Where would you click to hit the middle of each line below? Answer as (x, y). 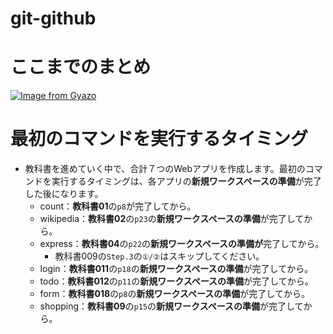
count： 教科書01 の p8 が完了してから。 (118, 206)
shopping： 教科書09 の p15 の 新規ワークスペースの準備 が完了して (171, 306)
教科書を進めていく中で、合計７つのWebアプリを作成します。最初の (165, 169)
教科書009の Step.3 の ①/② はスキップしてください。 (159, 256)
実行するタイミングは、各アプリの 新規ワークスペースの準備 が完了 (186, 181)
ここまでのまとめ (81, 67)
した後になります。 (64, 194)
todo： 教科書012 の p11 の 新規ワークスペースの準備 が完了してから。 (176, 281)
